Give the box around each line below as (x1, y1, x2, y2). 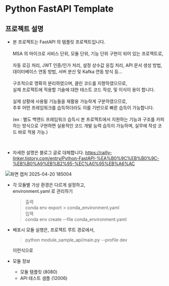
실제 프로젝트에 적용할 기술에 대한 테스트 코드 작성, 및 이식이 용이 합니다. (12, 87, 155, 93)
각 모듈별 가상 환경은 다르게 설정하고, (12, 182, 86, 188)
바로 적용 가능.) (18, 129, 48, 135)
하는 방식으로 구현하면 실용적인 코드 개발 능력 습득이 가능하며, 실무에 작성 (12, 122, 157, 129)
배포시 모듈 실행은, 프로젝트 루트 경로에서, (12, 227, 95, 233)
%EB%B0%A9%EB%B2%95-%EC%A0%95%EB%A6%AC (12, 160, 135, 167)
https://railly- (85, 150, 112, 155)
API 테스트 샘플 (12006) (20, 275, 68, 281)
